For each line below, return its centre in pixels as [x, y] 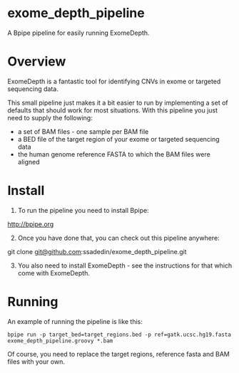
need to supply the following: [50, 117]
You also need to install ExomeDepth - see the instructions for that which [125, 266]
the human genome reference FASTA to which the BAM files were [114, 154]
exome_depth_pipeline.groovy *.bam [60, 341]
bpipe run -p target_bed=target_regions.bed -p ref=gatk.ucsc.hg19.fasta [119, 335]
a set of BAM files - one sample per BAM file [83, 131]
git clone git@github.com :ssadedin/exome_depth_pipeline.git [97, 251]
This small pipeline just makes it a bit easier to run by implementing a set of [118, 103]
